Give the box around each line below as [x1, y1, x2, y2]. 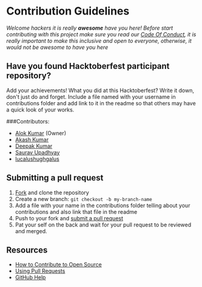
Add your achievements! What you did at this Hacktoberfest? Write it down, [6, 87, 195, 94]
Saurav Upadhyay [15, 148, 60, 156]
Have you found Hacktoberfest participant [6, 61, 170, 71]
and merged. [15, 227, 47, 234]
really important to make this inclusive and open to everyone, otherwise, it [6, 37, 192, 44]
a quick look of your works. [6, 106, 75, 113]
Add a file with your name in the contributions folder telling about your [15, 202, 190, 209]
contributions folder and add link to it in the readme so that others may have [6, 99, 196, 107]
